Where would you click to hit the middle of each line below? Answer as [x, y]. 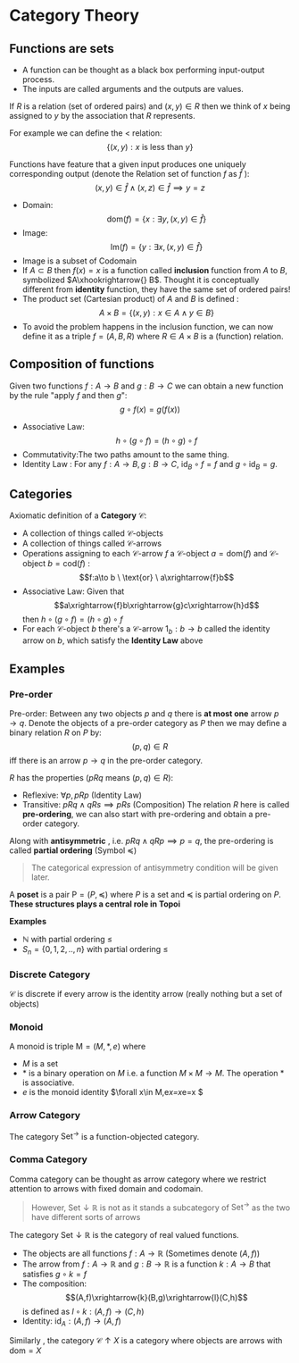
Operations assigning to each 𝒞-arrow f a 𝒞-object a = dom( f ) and [145, 554]
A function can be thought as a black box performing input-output [143, 70]
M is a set [40, 1064]
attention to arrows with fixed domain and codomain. [106, 1188]
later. [41, 877]
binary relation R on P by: [56, 732]
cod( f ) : [77, 564]
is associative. [48, 1083]
